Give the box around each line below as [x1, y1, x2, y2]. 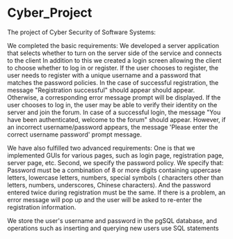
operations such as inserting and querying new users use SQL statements [7, 224, 219, 232]
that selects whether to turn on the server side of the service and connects [7, 49, 223, 57]
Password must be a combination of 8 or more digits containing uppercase [7, 166, 221, 174]
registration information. [7, 203, 77, 211]
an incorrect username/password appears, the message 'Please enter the [7, 123, 218, 131]
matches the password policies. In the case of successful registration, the [7, 78, 219, 86]
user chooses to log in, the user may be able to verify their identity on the [7, 100, 218, 109]
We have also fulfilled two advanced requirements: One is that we [7, 144, 195, 152]
